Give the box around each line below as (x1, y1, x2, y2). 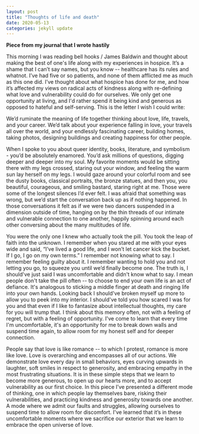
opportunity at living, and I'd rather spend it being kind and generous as (6, 98, 182, 105)
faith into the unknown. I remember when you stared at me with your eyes (6, 239, 187, 247)
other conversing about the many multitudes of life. (6, 221, 132, 229)
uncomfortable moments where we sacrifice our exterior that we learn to (6, 415, 184, 422)
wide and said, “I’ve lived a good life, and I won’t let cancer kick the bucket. (6, 246, 191, 253)
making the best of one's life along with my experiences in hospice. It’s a (6, 59, 184, 67)
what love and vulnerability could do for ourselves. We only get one (6, 91, 171, 98)
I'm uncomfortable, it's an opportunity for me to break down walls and (6, 322, 178, 329)
